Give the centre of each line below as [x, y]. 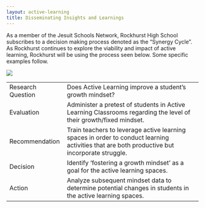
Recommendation [34, 141]
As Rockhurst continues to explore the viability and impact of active [91, 48]
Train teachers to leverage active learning [126, 130]
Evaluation [24, 112]
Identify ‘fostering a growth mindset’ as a [125, 163]
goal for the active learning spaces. [117, 170]
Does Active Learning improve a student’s [126, 87]
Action [19, 188]
